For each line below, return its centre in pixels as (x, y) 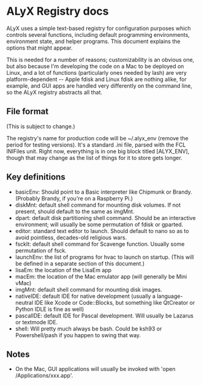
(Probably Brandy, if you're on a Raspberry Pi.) (74, 198)
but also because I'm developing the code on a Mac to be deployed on (95, 66)
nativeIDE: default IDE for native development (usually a (85, 296)
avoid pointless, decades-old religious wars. (71, 237)
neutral (24, 302)
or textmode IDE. (36, 322)
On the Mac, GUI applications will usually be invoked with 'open (95, 369)
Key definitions (36, 177)
